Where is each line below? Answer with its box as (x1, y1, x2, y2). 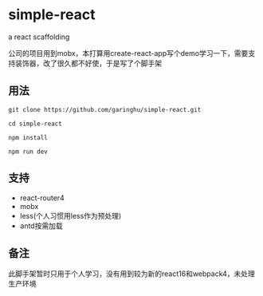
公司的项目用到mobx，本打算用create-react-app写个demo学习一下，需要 (8, 48, 249, 57)
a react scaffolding (8, 32, 70, 41)
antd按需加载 (19, 221, 63, 231)
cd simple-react (8, 120, 62, 128)
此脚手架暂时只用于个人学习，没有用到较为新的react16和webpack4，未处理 (8, 269, 255, 278)
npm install (8, 133, 48, 141)
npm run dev (8, 148, 48, 156)
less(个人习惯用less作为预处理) (19, 211, 122, 220)
